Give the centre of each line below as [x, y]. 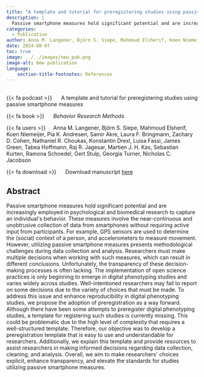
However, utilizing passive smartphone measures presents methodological [100, 244]
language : [19, 68]
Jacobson [19, 160]
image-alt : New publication [42, 63]
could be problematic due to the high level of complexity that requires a [96, 322]
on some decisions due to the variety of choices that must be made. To [95, 290]
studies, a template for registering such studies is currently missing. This [97, 316]
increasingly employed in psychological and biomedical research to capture [101, 212]
